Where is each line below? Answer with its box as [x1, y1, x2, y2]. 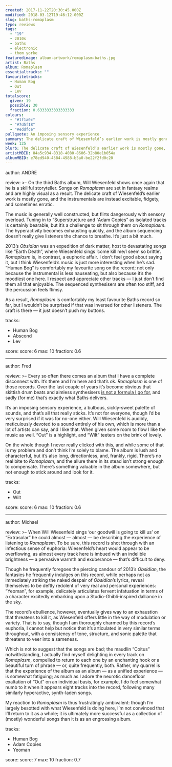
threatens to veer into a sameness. [5, 636, 78, 642]
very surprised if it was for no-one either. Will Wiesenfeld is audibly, [5, 415, 148, 421]
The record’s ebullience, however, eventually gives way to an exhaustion [5, 608, 158, 615]
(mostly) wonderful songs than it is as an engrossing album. [5, 716, 132, 722]
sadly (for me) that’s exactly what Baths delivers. [5, 395, 108, 401]
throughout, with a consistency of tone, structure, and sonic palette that [5, 631, 157, 637]
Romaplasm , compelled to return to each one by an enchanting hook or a [5, 657, 160, 663]
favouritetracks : [5, 74, 42, 80]
